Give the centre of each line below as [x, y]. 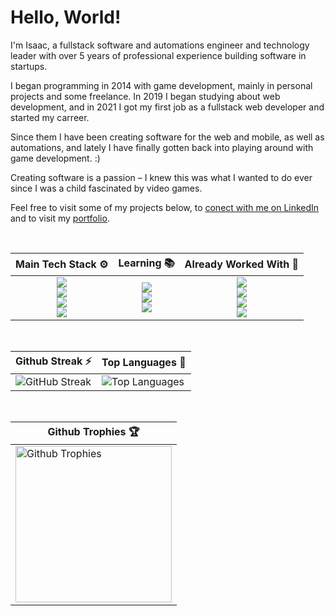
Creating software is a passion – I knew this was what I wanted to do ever [161, 177]
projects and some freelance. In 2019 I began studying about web [145, 96]
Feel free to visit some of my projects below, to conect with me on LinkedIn [165, 207]
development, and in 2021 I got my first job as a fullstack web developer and [167, 107]
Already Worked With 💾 [241, 264]
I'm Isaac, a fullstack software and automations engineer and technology [160, 45]
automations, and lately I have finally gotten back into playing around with [162, 147]
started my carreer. [50, 117]
